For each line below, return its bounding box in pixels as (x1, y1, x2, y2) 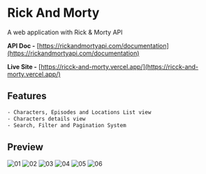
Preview (7, 141, 44, 153)
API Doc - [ (7, 41, 40, 50)
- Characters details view (7, 115, 86, 122)
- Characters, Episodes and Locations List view (7, 108, 152, 116)
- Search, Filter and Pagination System (7, 122, 127, 129)
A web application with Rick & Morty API (7, 28, 123, 36)
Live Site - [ (7, 62, 41, 71)
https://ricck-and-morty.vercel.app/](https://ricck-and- (41, 62, 199, 71)
